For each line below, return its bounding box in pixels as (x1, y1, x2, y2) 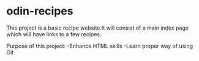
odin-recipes (6, 4, 73, 18)
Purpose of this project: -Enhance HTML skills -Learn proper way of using (6, 42, 193, 50)
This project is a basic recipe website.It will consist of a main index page (6, 24, 189, 31)
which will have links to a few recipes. (6, 30, 102, 37)
